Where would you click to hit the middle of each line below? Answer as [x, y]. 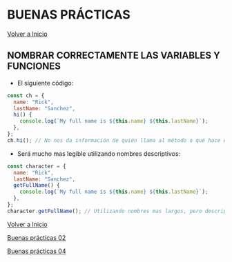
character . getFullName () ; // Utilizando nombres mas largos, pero [105, 211]
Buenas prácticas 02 [37, 237]
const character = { [37, 166]
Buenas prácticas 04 [37, 251]
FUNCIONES [34, 67]
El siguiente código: [45, 83]
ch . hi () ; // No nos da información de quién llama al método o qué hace [114, 140]
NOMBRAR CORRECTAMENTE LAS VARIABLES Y [114, 56]
